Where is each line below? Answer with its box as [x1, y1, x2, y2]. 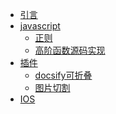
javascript [19, 20, 61, 32]
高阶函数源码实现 [34, 44, 106, 56]
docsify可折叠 [34, 69, 93, 81]
